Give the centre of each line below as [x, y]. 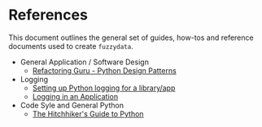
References [48, 15]
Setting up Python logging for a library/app [104, 88]
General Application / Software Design [84, 62]
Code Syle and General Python [72, 105]
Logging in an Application [75, 96]
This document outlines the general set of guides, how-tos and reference [131, 37]
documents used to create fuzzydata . [71, 46]
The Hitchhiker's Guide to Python [88, 114]
